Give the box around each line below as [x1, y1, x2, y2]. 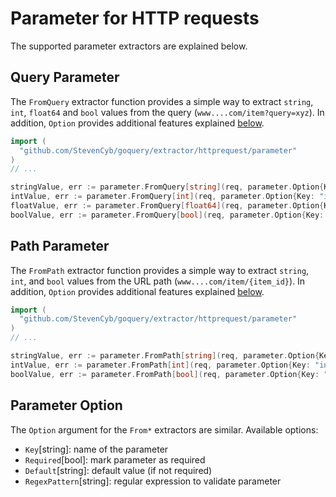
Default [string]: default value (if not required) [24, 464, 213, 476]
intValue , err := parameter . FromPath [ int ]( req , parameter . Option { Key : [10, 360, 311, 370]
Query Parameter [10, 69, 120, 86]
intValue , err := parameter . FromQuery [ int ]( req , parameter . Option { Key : [10, 192, 315, 202]
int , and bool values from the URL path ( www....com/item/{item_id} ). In [10, 275, 306, 287]
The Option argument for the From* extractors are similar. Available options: [10, 423, 319, 436]
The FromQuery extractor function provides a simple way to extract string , [10, 95, 314, 107]
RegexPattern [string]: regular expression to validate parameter [24, 475, 282, 487]
